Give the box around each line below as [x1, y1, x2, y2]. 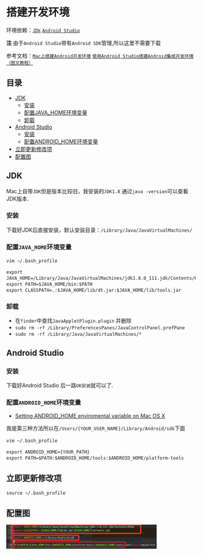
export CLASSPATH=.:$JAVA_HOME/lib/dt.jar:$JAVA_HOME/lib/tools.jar [6, 287, 182, 294]
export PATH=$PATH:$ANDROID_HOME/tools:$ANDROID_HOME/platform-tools [6, 455, 185, 461]
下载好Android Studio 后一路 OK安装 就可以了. [6, 382, 114, 389]
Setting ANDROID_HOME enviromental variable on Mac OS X [14, 412, 165, 420]
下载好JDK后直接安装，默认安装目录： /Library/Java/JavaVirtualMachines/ [6, 226, 192, 234]
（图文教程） [6, 60, 34, 66]
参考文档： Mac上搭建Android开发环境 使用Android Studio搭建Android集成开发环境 [6, 52, 194, 59]
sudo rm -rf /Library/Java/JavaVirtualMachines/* [14, 332, 142, 338]
